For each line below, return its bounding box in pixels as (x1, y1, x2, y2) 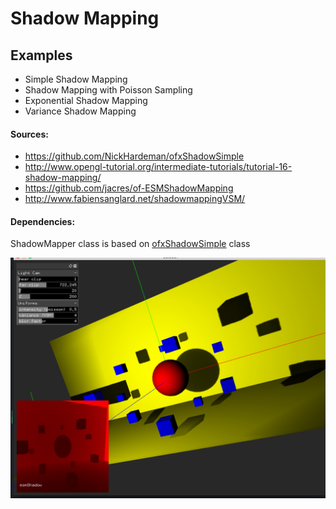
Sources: (10, 128, 49, 140)
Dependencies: (10, 215, 76, 227)
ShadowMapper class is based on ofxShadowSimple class (10, 238, 251, 250)
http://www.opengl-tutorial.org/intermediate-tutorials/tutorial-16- (24, 161, 293, 173)
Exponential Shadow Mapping (24, 95, 148, 106)
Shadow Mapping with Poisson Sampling (24, 84, 193, 96)
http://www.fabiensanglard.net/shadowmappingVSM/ (24, 193, 246, 205)
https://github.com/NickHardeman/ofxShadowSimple (24, 150, 245, 162)
